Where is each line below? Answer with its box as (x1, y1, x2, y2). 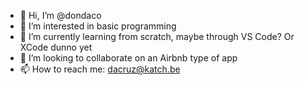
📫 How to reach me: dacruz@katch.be (19, 63, 181, 75)
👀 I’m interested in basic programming (19, 20, 177, 32)
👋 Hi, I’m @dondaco (19, 10, 102, 21)
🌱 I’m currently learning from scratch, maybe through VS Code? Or (19, 31, 295, 42)
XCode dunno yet (19, 41, 93, 53)
